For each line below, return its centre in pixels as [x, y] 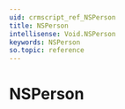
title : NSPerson [39, 26]
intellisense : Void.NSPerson [62, 34]
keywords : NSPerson [45, 42]
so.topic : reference [47, 51]
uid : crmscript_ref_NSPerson [62, 17]
